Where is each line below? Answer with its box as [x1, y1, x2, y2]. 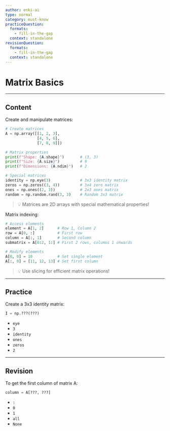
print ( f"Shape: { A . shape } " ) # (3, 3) [5, 155, 99, 160]
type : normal [5, 12, 33, 17]
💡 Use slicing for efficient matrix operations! [17, 268, 110, 274]
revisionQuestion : [5, 41, 44, 46]
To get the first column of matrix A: [5, 380, 78, 386]
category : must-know [5, 17, 49, 22]
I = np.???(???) [5, 311, 39, 316]
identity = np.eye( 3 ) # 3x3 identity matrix [5, 178, 128, 183]
